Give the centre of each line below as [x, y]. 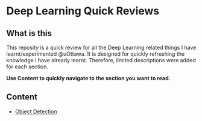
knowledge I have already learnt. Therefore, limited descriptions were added [101, 60]
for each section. [27, 66]
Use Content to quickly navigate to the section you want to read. [88, 78]
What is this [29, 33]
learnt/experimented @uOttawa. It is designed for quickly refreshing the [96, 54]
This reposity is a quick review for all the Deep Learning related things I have [101, 47]
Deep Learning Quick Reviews [83, 11]
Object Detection [36, 111]
